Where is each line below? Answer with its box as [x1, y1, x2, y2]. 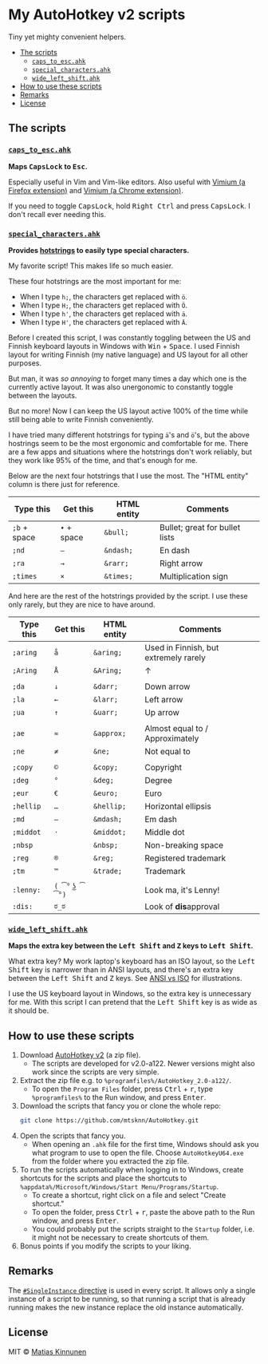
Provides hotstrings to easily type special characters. [8, 245, 190, 255]
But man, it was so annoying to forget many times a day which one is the [8, 374, 247, 383]
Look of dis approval [144, 900, 220, 911]
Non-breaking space [144, 840, 224, 851]
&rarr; [104, 559, 129, 567]
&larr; [93, 694, 118, 704]
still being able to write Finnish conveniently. [8, 414, 154, 424]
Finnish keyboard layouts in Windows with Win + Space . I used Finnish [8, 341, 241, 350]
